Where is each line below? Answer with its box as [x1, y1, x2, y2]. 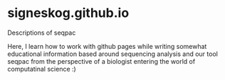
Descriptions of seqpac [7, 28, 76, 37]
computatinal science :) [7, 64, 76, 73]
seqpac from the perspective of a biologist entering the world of [7, 57, 196, 65]
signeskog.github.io [7, 5, 130, 21]
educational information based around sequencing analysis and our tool [7, 50, 219, 58]
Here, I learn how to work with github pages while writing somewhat [7, 42, 207, 50]
